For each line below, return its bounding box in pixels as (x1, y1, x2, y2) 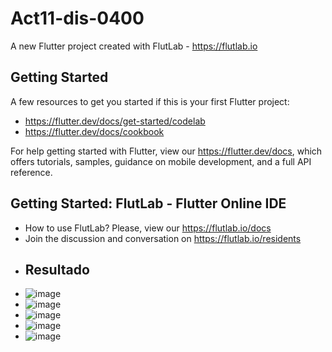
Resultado (24, 261, 90, 278)
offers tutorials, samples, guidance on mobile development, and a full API (10, 155, 312, 167)
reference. (10, 166, 53, 178)
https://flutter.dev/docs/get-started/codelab (24, 115, 206, 127)
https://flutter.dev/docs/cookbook (24, 125, 165, 137)
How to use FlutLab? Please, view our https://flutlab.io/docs (24, 222, 272, 234)
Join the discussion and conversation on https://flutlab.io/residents (24, 232, 302, 244)
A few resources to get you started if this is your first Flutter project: (10, 95, 290, 107)
